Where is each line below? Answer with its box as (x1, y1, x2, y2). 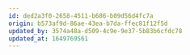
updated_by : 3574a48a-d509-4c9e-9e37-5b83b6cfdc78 (8, 27, 183, 35)
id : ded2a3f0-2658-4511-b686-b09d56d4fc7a (8, 11, 154, 20)
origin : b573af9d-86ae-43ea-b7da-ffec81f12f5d (8, 19, 168, 27)
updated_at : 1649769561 (8, 34, 89, 43)
